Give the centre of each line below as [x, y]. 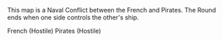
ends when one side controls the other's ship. [73, 17]
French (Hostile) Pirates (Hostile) [54, 31]
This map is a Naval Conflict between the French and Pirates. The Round [112, 10]
